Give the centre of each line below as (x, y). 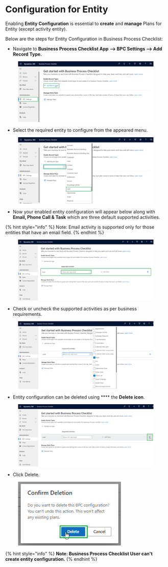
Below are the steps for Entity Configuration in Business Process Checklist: (84, 39)
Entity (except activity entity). (36, 29)
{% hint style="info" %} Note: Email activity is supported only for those (80, 227)
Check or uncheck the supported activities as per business (75, 309)
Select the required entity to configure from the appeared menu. (80, 130)
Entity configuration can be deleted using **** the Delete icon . (79, 397)
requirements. (27, 314)
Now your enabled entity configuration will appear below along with (84, 212)
